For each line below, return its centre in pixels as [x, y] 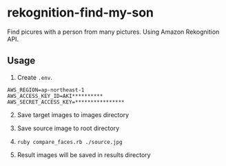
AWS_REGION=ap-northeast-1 [46, 90]
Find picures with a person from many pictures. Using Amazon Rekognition [113, 32]
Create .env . [35, 77]
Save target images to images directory [73, 114]
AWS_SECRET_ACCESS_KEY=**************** [66, 102]
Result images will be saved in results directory [84, 155]
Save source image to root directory [68, 128]
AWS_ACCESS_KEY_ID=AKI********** [55, 96]
